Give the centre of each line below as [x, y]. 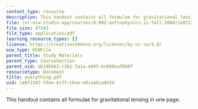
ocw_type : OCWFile [29, 50]
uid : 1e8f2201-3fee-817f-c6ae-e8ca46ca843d [60, 83]
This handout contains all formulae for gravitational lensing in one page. [93, 100]
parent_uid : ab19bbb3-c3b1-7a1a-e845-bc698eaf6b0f [70, 66]
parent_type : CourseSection [41, 61]
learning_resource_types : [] [42, 39]
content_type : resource [35, 11]
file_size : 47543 [27, 28]
